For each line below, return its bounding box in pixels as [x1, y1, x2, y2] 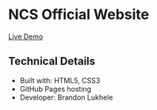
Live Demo [8, 32, 44, 41]
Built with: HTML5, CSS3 [19, 75, 101, 85]
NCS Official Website [8, 6, 149, 24]
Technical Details [8, 55, 96, 68]
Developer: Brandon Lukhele [19, 93, 113, 102]
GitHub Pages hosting [19, 84, 92, 93]
